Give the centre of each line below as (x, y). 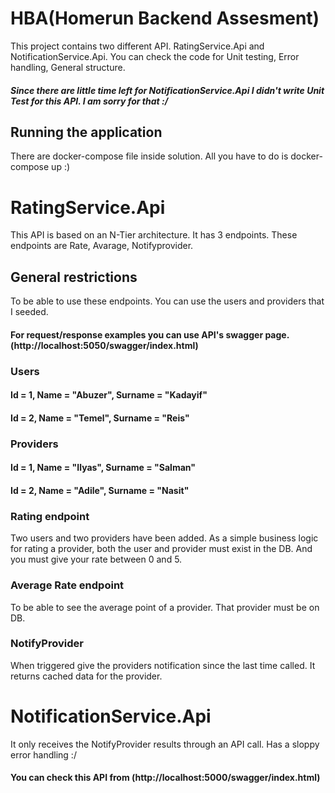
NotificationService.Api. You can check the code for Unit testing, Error (155, 56)
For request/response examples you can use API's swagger (137, 334)
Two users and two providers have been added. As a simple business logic (164, 538)
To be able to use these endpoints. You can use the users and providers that (167, 301)
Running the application (86, 132)
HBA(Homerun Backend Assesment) (165, 18)
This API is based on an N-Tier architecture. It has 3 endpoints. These (154, 235)
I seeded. (29, 312)
